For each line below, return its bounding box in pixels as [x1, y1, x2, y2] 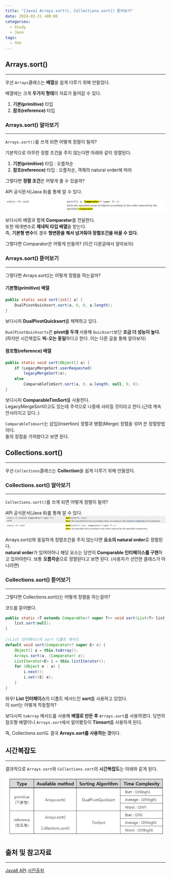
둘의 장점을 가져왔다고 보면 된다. [5, 433, 70, 439]
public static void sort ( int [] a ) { [5, 297, 83, 302]
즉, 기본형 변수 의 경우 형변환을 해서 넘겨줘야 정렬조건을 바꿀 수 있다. [5, 230, 138, 236]
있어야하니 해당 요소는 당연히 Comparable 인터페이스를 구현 [39, 550, 159, 556]
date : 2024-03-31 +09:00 [5, 13, 58, 19]
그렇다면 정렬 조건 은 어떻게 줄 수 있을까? [5, 177, 85, 184]
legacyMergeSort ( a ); [23, 371, 67, 376]
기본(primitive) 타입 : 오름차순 [12, 160, 74, 166]
